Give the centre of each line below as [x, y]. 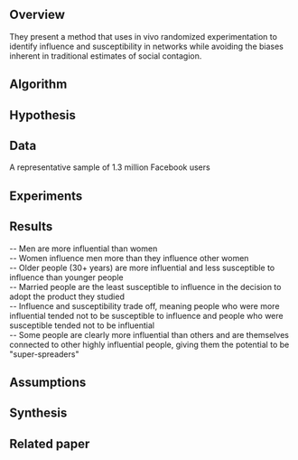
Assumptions [48, 382]
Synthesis [38, 413]
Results [31, 226]
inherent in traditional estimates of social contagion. [106, 56]
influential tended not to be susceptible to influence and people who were [146, 315]
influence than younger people [66, 277]
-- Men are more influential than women [84, 249]
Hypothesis [43, 115]
